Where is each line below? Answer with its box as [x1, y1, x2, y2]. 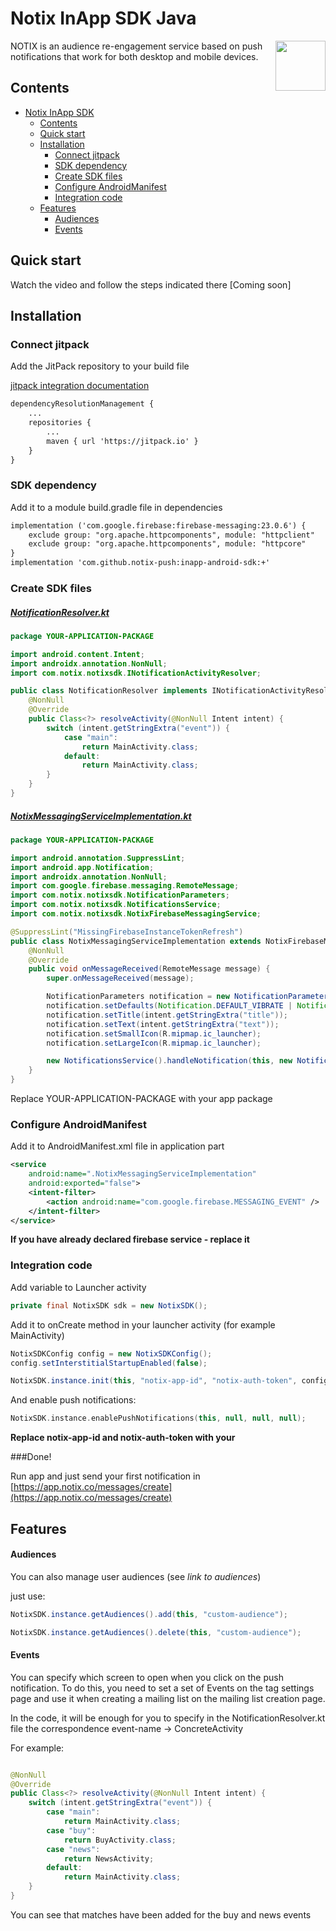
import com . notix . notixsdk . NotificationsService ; [10, 900, 222, 910]
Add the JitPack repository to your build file [10, 360, 190, 372]
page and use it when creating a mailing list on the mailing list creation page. [10, 1692, 326, 1704]
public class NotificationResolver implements [10, 686, 208, 696]
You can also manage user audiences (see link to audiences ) [10, 1570, 262, 1582]
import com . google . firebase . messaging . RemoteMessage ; [10, 881, 240, 891]
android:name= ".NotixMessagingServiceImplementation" [28, 1169, 257, 1179]
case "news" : [46, 1844, 101, 1854]
